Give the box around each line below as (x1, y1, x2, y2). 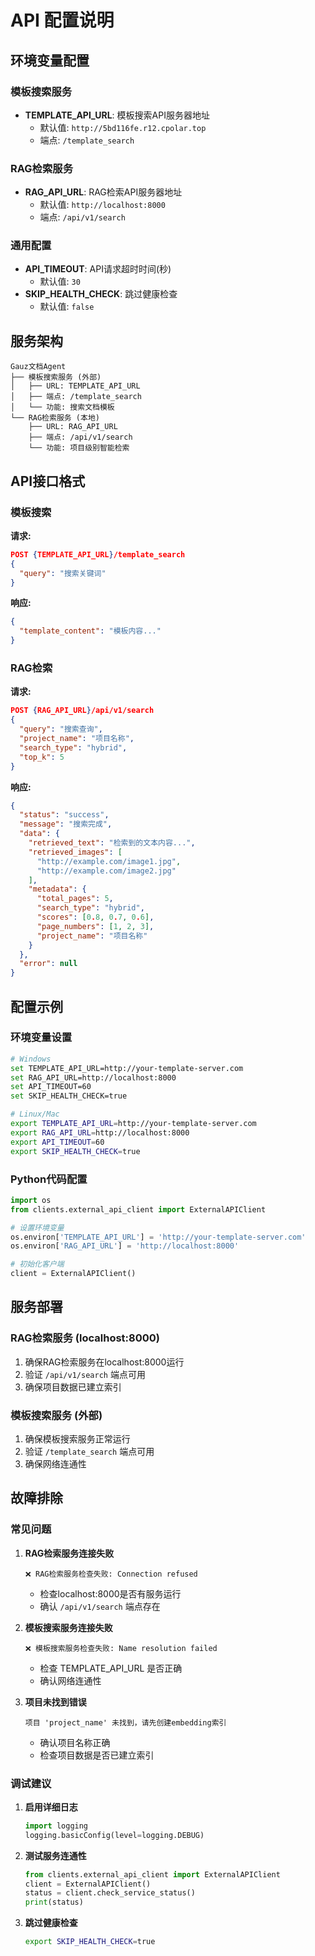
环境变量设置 (10, 1031, 73, 1045)
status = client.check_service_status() (24, 1888, 196, 1898)
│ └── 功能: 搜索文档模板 (10, 402, 115, 413)
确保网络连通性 (24, 1457, 87, 1470)
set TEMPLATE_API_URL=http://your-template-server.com (10, 1063, 244, 1073)
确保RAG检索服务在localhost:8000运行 (24, 1356, 185, 1368)
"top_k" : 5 (19, 752, 65, 762)
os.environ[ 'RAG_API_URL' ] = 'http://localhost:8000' (10, 1241, 240, 1251)
